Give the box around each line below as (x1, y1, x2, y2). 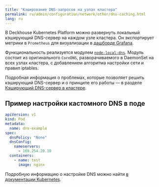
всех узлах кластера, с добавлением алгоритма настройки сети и (5, 60, 144, 66)
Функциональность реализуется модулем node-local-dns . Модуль (5, 49, 144, 55)
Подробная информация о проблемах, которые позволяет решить (5, 74, 145, 81)
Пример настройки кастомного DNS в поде (5, 99, 146, 108)
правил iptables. (5, 65, 39, 71)
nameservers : (14, 144, 41, 149)
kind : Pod (5, 117, 26, 122)
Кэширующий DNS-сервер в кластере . (5, 85, 87, 91)
